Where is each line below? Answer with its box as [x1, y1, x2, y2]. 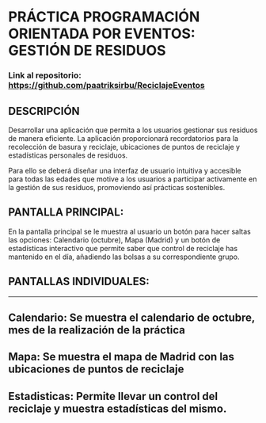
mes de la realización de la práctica [8, 323, 186, 337]
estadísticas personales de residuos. [8, 151, 128, 160]
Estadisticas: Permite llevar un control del [8, 389, 218, 403]
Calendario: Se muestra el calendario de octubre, [8, 311, 256, 324]
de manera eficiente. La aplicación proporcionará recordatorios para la [8, 133, 239, 143]
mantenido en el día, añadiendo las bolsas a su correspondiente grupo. [8, 252, 240, 261]
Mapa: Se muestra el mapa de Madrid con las [8, 350, 235, 364]
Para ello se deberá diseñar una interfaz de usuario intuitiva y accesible [8, 166, 241, 175]
